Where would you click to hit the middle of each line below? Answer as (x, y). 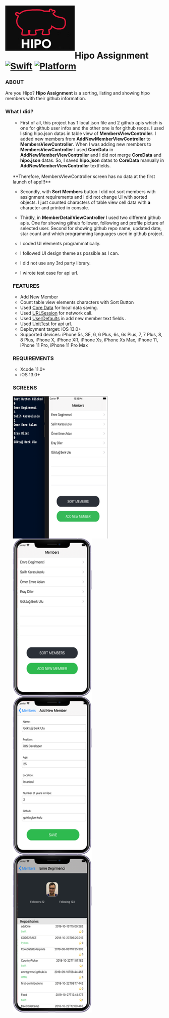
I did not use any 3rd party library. (55, 263)
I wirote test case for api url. (49, 273)
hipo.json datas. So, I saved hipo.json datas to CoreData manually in (92, 160)
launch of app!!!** (32, 182)
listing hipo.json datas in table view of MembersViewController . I (88, 133)
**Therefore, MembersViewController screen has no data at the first (84, 176)
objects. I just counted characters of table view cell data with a (85, 202)
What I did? (19, 112)
